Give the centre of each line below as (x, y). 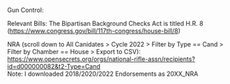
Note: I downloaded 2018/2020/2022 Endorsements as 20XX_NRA (103, 74)
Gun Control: (25, 10)
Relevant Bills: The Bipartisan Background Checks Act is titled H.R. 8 (105, 23)
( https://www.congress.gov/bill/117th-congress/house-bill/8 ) (94, 31)
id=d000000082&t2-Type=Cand (54, 66)
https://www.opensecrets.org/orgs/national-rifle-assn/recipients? (101, 59)
